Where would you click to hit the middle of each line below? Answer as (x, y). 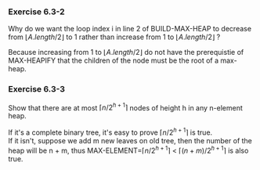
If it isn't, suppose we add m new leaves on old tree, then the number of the (130, 140)
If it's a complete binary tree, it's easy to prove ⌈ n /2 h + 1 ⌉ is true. (110, 132)
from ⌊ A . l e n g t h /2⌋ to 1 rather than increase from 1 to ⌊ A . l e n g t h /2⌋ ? (114, 37)
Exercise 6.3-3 (36, 89)
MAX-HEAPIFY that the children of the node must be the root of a (114, 60)
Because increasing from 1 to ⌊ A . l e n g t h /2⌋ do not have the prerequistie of (126, 52)
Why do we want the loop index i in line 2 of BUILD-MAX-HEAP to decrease (130, 29)
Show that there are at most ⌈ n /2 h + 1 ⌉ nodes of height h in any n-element (125, 107)
